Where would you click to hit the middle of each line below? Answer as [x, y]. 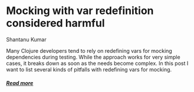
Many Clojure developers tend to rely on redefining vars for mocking [89, 50]
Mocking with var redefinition [80, 11]
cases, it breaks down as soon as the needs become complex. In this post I [97, 63]
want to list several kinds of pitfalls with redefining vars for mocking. [89, 69]
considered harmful [55, 23]
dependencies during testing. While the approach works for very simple [93, 57]
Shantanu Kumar [26, 39]
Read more [20, 83]
